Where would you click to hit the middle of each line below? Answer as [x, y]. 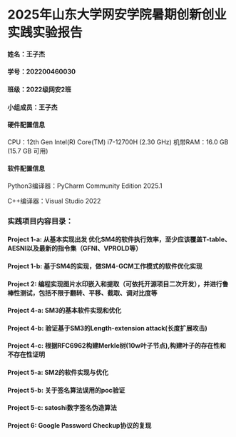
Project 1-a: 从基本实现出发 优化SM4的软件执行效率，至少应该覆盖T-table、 [119, 239]
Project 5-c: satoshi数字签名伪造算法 [62, 408]
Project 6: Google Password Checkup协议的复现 [79, 425]
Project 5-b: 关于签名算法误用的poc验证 [66, 390]
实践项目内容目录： [40, 221]
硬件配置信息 [26, 125]
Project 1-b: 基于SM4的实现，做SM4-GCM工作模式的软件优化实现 [105, 266]
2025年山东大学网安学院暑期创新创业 [117, 15]
